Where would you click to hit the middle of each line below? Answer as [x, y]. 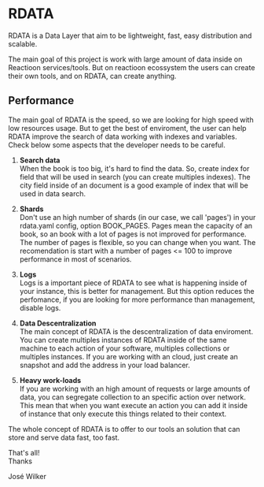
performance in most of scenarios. [75, 259]
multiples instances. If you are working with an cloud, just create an [128, 356]
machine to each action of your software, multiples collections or [125, 348]
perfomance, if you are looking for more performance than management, [137, 299]
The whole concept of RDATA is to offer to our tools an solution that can [124, 429]
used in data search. [53, 193]
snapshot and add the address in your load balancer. [104, 365]
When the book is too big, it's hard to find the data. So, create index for [134, 168]
